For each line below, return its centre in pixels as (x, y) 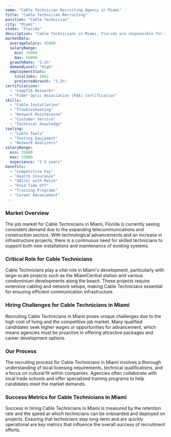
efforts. (13, 430)
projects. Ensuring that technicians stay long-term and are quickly (74, 419)
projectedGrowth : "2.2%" (41, 81)
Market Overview (27, 213)
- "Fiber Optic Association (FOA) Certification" (63, 95)
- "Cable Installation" (35, 105)
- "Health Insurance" (33, 176)
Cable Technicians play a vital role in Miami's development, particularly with (85, 270)
